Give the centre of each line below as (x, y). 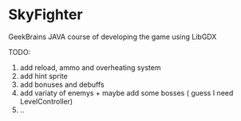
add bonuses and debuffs (62, 84)
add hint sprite (43, 76)
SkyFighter (45, 15)
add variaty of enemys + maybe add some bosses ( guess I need (126, 92)
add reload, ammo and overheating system (90, 67)
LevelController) (46, 101)
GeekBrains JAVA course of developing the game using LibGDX (113, 37)
